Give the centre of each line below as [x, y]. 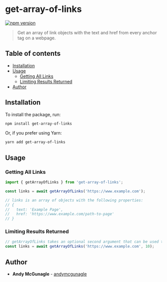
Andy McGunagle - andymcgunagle [49, 274]
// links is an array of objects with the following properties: [74, 200]
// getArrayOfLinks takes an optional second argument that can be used [82, 242]
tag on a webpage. [37, 38]
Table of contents [33, 54]
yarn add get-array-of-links [35, 142]
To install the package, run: [33, 114]
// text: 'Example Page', [34, 210]
